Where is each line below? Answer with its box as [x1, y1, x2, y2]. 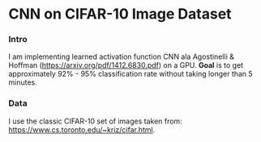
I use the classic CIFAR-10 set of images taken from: [8, 116, 182, 126]
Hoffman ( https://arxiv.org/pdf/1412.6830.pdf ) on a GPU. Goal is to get [8, 61, 244, 70]
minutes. [8, 77, 38, 87]
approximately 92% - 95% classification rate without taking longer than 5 [8, 69, 253, 79]
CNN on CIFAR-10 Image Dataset [8, 5, 233, 23]
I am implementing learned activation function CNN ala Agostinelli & [8, 52, 235, 61]
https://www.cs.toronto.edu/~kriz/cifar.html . [8, 124, 156, 134]
